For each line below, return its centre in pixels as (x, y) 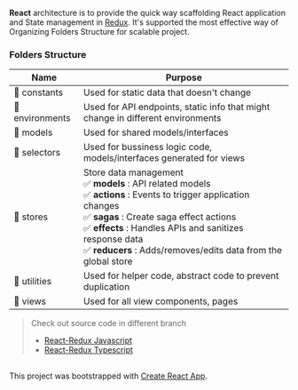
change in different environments (152, 118)
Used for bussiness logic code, (148, 147)
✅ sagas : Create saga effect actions (160, 217)
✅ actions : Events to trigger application (166, 195)
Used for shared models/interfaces (156, 132)
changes (101, 206)
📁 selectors (37, 153)
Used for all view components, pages (161, 301)
